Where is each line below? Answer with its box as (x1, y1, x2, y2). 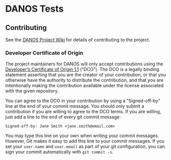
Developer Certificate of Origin (5, 49, 83, 56)
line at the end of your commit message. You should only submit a (5, 103, 144, 109)
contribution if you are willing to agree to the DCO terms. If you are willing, (5, 109, 161, 115)
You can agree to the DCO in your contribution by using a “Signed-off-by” (5, 98, 161, 104)
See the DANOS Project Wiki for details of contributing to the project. (5, 37, 151, 43)
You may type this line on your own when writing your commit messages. (5, 133, 159, 139)
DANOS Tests (5, 3, 64, 15)
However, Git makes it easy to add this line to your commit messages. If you (5, 138, 165, 144)
